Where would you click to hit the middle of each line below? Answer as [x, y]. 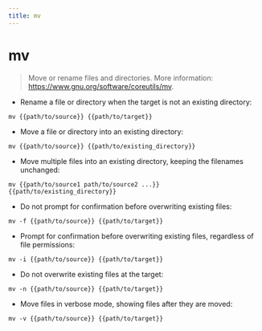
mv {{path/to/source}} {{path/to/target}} [80, 116]
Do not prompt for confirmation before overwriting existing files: [126, 206]
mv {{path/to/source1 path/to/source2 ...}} [84, 184]
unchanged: [40, 170]
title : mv [25, 16]
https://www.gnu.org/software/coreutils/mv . [101, 86]
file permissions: [47, 244]
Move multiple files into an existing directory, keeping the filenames [131, 161]
